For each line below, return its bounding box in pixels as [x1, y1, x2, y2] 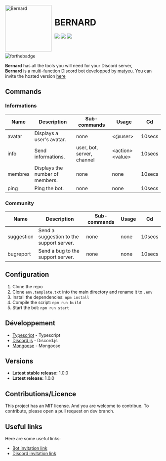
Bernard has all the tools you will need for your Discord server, [5, 62, 133, 68]
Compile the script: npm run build [12, 299, 82, 305]
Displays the [34, 164, 63, 171]
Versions [5, 357, 34, 365]
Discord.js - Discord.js [12, 337, 58, 343]
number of [34, 170, 59, 177]
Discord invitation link [12, 450, 57, 456]
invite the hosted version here [5, 73, 66, 79]
